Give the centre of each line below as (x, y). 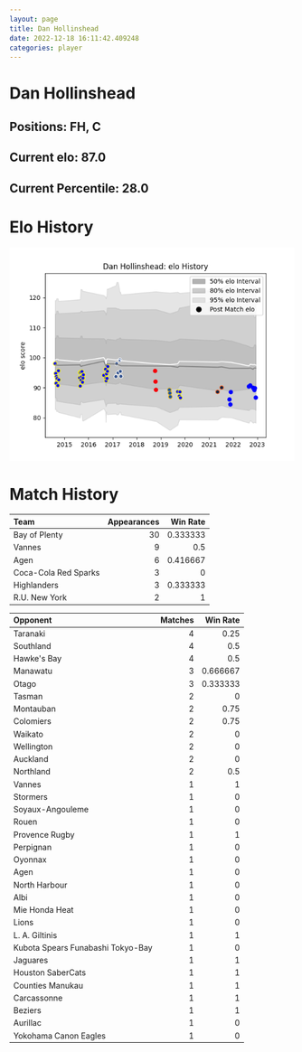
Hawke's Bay (38, 659)
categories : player (46, 48)
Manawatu (33, 671)
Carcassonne (38, 998)
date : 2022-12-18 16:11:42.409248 (75, 38)
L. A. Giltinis (35, 935)
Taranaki (29, 634)
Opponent (33, 620)
